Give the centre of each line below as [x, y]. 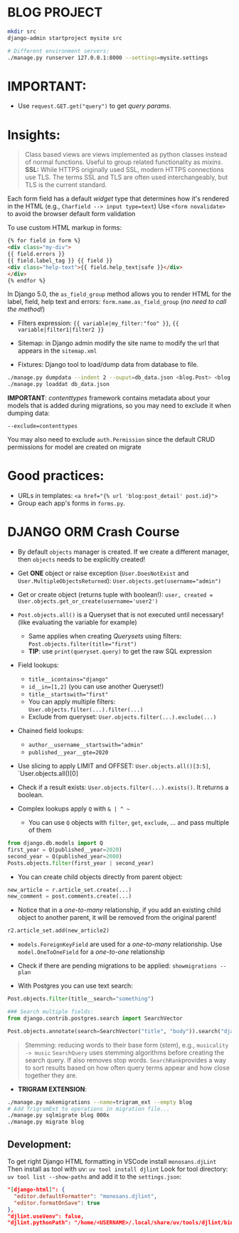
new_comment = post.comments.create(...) [70, 896]
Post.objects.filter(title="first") [83, 644]
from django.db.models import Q [55, 843]
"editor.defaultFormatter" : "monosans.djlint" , [86, 1196]
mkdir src [22, 31]
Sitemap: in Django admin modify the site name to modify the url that [118, 343]
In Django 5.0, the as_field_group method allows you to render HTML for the [119, 294]
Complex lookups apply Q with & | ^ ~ [74, 809]
